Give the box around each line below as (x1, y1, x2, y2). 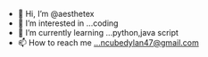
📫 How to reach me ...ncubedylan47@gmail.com (17, 37, 199, 48)
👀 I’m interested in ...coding (17, 18, 119, 28)
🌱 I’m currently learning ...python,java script (17, 28, 179, 37)
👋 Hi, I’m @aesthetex (17, 9, 95, 19)
